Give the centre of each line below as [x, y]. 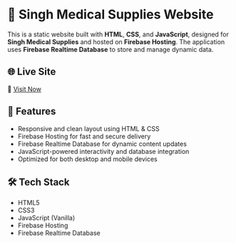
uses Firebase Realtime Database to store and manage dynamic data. [111, 49]
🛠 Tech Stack [39, 182]
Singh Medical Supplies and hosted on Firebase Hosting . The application [116, 41]
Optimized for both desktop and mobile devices [88, 159]
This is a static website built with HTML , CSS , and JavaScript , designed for [118, 34]
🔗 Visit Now [24, 89]
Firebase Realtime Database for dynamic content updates [102, 144]
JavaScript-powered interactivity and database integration [103, 151]
